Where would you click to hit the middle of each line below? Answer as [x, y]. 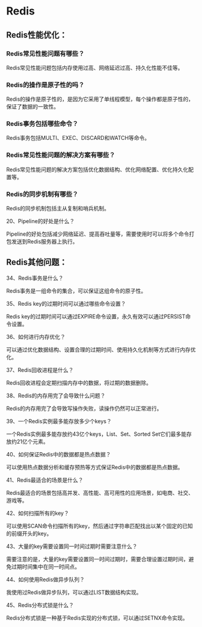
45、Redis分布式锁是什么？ [40, 605]
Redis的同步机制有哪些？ [42, 194]
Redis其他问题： [37, 263]
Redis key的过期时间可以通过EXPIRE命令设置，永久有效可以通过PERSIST [96, 316]
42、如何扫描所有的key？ [38, 513]
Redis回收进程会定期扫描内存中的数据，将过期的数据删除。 [79, 383]
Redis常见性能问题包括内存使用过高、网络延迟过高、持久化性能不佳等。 [95, 68]
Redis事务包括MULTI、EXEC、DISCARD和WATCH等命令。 [78, 138]
